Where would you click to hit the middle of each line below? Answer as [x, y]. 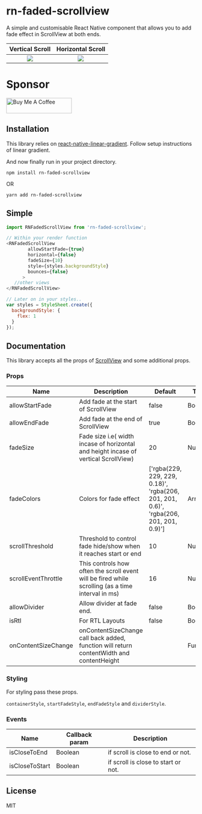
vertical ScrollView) [106, 459]
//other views [32, 283]
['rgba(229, [165, 469]
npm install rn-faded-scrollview [48, 173]
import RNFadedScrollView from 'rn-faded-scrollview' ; [76, 227]
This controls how [104, 564]
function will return [106, 645]
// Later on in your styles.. [44, 299]
